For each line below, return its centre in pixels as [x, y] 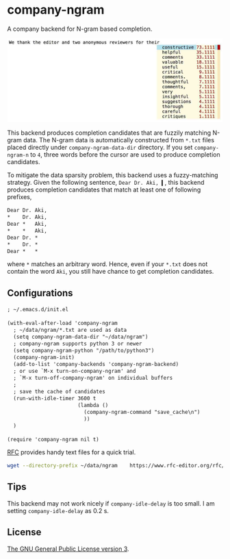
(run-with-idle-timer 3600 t [55, 399]
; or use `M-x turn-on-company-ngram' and [75, 372]
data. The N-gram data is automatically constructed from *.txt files [118, 140]
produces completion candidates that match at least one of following [104, 190]
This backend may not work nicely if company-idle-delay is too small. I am [111, 503]
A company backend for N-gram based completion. [80, 29]
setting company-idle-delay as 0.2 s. [58, 510]
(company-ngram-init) [44, 358]
